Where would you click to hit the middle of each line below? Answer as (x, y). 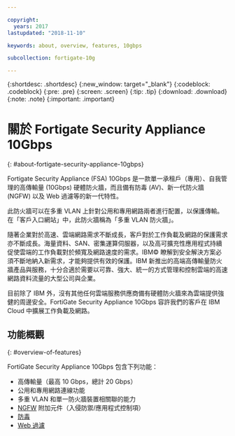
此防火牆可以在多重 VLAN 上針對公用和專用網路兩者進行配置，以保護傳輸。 (115, 211)
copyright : (23, 20)
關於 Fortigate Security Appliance (107, 129)
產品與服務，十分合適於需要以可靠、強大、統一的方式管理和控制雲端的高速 (120, 269)
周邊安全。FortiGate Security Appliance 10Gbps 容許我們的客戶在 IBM (120, 302)
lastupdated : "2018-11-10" (47, 33)
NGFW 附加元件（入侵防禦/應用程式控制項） (81, 407)
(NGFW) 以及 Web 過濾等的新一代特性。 (65, 196)
